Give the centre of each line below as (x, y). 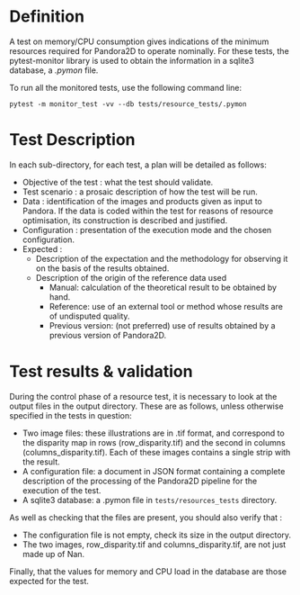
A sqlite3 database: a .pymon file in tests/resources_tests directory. (149, 500)
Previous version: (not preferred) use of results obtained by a (162, 325)
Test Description (73, 140)
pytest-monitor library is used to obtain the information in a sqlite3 (132, 60)
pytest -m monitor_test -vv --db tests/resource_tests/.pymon (128, 104)
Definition (47, 17)
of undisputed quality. (89, 316)
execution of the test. (62, 490)
